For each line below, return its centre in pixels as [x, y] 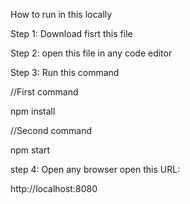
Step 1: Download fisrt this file [71, 33]
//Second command [51, 130]
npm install [33, 111]
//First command [44, 92]
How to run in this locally [61, 14]
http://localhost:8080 [54, 188]
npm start [30, 150]
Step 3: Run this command [65, 72]
